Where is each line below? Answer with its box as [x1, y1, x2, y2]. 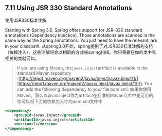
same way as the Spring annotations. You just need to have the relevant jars [5, 37, 157, 43]
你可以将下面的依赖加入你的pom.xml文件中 [17, 98, 103, 104]
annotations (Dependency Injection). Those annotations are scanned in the [5, 32, 155, 38]
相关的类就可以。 [5, 55, 39, 61]
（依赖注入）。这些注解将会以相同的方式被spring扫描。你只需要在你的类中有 [5, 49, 157, 55]
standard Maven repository [17, 70, 72, 76]
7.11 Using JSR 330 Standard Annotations [5, 4, 132, 12]
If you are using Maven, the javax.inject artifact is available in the [17, 65, 148, 71]
